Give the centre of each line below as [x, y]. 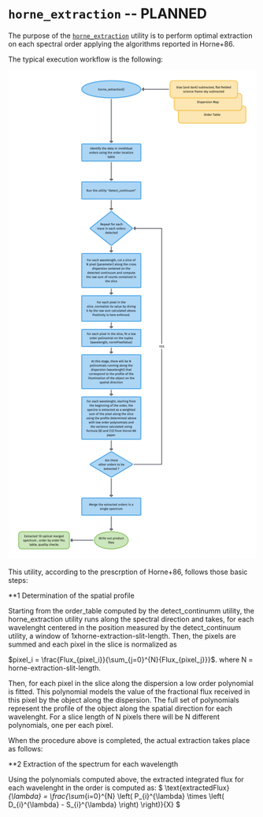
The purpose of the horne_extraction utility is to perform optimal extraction [130, 35]
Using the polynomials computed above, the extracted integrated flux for [126, 780]
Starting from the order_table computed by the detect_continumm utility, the [131, 611]
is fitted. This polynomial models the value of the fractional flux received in [129, 692]
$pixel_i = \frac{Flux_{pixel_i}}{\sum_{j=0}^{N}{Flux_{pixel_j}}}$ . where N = [131, 660]
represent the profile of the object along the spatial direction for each [120, 709]
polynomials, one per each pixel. [61, 726]
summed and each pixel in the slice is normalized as [93, 644]
